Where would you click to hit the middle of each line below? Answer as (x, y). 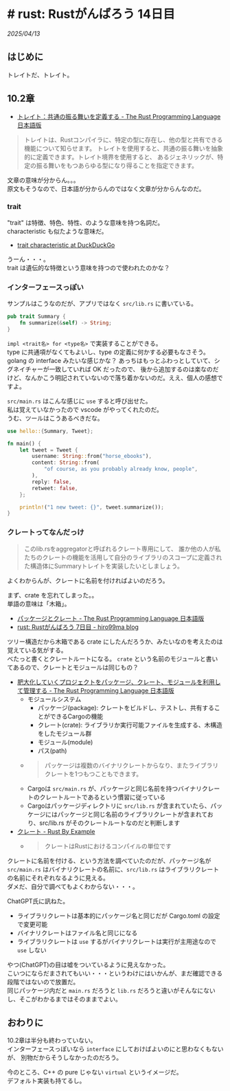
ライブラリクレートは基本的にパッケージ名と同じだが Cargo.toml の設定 (119, 916)
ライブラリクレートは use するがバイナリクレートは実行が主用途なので (116, 941)
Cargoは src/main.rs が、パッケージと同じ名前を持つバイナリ (115, 789)
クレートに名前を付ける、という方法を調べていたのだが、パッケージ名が (109, 861)
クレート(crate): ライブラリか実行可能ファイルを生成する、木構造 (130, 725)
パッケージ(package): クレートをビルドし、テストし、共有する (126, 707)
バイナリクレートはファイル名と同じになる (77, 933)
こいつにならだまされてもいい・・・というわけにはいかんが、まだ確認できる (115, 973)
